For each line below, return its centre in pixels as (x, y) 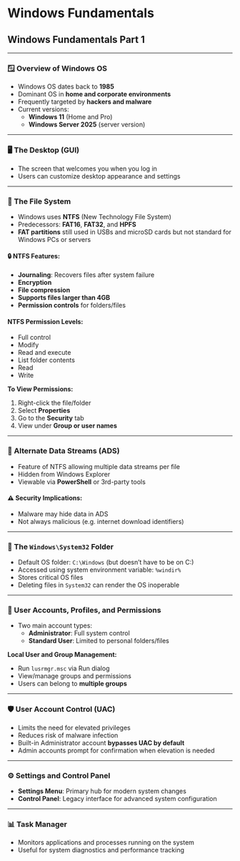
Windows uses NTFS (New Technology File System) (94, 216)
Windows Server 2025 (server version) (87, 125)
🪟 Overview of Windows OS (57, 68)
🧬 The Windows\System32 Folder (61, 546)
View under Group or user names (67, 426)
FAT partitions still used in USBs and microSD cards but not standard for (125, 232)
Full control (34, 338)
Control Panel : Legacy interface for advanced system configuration (117, 798)
